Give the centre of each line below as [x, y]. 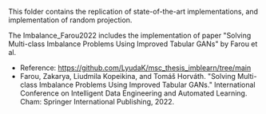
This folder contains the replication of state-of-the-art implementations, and [133, 12]
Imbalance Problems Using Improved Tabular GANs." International [147, 85]
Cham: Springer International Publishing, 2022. [97, 102]
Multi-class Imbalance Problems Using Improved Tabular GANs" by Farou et [133, 44]
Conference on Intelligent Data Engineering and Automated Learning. [133, 93]
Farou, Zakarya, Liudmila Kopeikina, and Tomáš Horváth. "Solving [127, 76]
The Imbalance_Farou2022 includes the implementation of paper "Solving [130, 35]
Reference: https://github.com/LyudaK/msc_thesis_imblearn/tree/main [135, 68]
